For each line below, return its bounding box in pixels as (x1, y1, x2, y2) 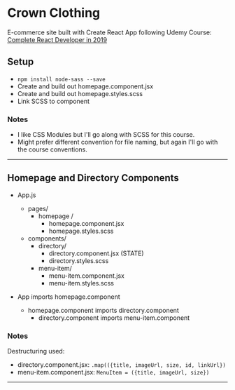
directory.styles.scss (48, 256, 109, 264)
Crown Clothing (7, 5, 101, 21)
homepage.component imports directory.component (27, 306, 180, 314)
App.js (17, 191, 36, 199)
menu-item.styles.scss (48, 278, 114, 287)
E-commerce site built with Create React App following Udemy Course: (7, 28, 212, 36)
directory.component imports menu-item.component (38, 314, 190, 322)
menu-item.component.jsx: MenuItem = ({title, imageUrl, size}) (17, 368, 210, 377)
